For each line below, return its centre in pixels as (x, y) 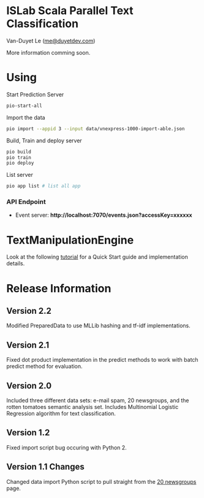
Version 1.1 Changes (45, 467)
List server (20, 175)
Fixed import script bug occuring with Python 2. (66, 447)
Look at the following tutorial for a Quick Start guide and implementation (97, 257)
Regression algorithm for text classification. (61, 413)
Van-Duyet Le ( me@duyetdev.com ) (51, 41)
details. (16, 263)
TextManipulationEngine (70, 240)
